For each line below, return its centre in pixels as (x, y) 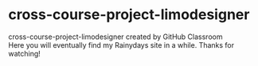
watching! (25, 53)
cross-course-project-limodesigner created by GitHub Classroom (115, 37)
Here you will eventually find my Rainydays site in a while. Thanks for (121, 45)
